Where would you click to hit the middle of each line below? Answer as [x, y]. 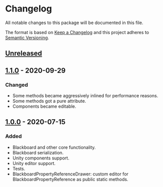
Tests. [19, 168]
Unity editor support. [34, 163]
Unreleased [24, 53]
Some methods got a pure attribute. [49, 101]
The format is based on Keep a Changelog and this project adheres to [77, 32]
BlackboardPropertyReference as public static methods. [70, 179]
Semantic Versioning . [27, 38]
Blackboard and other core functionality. [54, 147]
